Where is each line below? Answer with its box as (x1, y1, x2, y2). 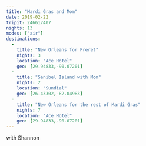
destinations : (6, 36, 41, 42)
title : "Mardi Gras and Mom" (6, 8, 78, 15)
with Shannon (6, 134, 39, 141)
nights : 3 (16, 52, 41, 58)
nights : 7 (16, 107, 41, 113)
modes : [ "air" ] (6, 31, 44, 36)
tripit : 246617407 (6, 19, 51, 25)
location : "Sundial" (16, 85, 67, 91)
